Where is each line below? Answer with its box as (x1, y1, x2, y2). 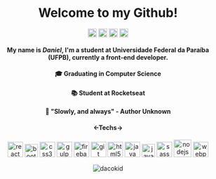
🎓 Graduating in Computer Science (54, 69, 162, 78)
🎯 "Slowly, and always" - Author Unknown (45, 107, 171, 116)
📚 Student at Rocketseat (70, 88, 146, 97)
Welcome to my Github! (38, 5, 178, 21)
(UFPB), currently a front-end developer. (48, 53, 168, 61)
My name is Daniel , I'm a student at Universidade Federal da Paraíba (6, 46, 210, 54)
